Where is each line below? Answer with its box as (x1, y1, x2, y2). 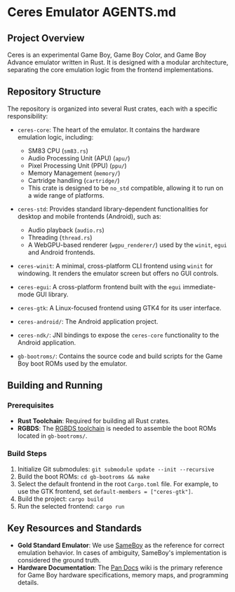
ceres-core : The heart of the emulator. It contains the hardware (17, 125, 200, 134)
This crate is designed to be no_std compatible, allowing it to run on (27, 184, 224, 192)
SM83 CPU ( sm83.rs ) (27, 146, 89, 155)
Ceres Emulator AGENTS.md (7, 4, 177, 20)
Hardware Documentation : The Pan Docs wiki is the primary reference (17, 563, 223, 572)
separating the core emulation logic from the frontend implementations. (7, 66, 214, 74)
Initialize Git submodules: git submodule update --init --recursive (17, 464, 215, 473)
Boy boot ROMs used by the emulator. (17, 359, 128, 368)
